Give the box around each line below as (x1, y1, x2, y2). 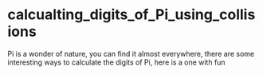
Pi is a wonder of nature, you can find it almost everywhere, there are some (7, 49, 255, 58)
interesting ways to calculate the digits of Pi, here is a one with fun (7, 57, 226, 67)
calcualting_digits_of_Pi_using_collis (7, 6, 256, 24)
